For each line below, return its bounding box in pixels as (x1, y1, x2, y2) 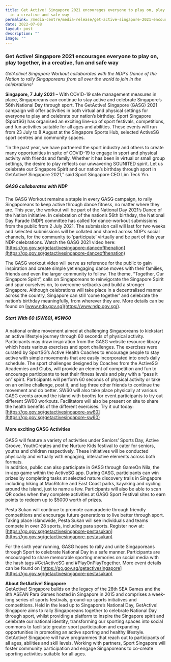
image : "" (5, 36, 26, 41)
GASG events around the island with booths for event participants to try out (5, 393, 163, 399)
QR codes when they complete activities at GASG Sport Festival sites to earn (5, 491, 166, 498)
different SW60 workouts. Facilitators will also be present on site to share (5, 398, 159, 404)
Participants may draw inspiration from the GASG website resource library (5, 339, 160, 345)
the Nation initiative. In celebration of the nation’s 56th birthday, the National (5, 212, 165, 218)
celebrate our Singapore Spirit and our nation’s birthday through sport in (5, 166, 156, 172)
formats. (5, 459, 23, 465)
